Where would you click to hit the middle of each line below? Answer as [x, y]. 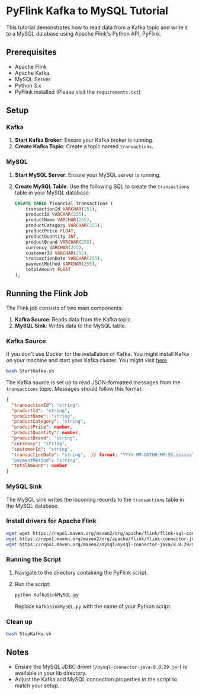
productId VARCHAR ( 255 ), [56, 215]
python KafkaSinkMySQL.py [46, 595]
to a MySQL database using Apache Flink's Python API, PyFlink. [84, 33]
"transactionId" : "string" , [46, 405]
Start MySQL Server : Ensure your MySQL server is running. [88, 175]
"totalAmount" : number [39, 466]
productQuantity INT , [52, 236]
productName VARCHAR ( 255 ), [59, 220]
